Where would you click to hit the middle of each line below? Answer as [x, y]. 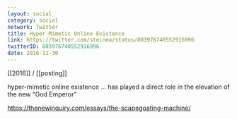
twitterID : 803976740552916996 [53, 46]
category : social [33, 20]
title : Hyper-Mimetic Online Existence [66, 33]
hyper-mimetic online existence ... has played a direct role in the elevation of [118, 87]
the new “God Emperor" [42, 94]
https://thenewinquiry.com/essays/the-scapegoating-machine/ [99, 108]
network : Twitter [33, 27]
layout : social [30, 14]
